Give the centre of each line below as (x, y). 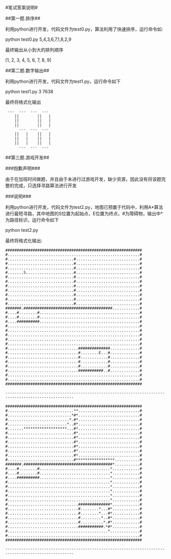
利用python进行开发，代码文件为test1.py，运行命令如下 (63, 81)
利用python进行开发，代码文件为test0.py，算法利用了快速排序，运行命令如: (84, 29)
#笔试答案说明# (22, 7)
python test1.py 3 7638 (29, 91)
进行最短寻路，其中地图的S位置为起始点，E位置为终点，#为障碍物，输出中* (84, 214)
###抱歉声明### (23, 168)
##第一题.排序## (23, 18)
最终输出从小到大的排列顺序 (34, 50)
